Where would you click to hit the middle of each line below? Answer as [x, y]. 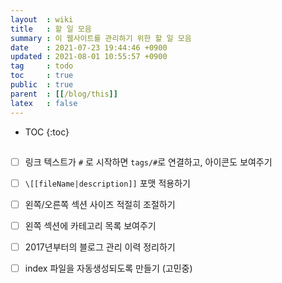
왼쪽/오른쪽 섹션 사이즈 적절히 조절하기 [100, 205]
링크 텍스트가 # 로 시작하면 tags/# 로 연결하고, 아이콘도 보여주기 [148, 162]
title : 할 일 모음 [51, 29]
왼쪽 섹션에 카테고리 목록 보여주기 [90, 226]
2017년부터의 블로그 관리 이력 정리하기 [100, 247]
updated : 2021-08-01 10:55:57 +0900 [89, 57]
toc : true [42, 76]
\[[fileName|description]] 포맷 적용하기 [107, 183]
